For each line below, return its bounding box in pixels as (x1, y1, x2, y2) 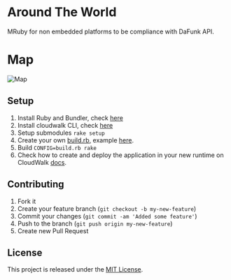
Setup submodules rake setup (17, 128, 105, 137)
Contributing (7, 179, 64, 191)
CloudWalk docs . (17, 158, 67, 166)
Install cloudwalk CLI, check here (17, 121, 113, 129)
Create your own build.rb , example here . (17, 135, 134, 144)
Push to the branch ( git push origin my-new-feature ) (17, 219, 173, 228)
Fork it (17, 197, 36, 205)
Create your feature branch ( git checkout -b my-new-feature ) (17, 204, 197, 213)
